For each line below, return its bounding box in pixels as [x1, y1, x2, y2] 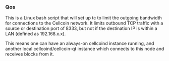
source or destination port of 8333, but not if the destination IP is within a [5, 25, 157, 31]
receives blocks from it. [5, 51, 54, 57]
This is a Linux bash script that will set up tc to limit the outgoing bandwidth [5, 15, 162, 21]
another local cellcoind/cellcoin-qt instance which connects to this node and [5, 46, 164, 52]
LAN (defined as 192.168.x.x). [5, 31, 66, 37]
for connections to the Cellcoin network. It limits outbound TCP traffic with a [5, 20, 163, 26]
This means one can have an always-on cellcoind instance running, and [5, 40, 154, 46]
